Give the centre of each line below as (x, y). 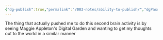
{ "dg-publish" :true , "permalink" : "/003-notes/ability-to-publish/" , (75, 9)
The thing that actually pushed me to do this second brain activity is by (76, 23)
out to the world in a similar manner (41, 33)
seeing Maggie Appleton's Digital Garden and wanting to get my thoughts (78, 28)
